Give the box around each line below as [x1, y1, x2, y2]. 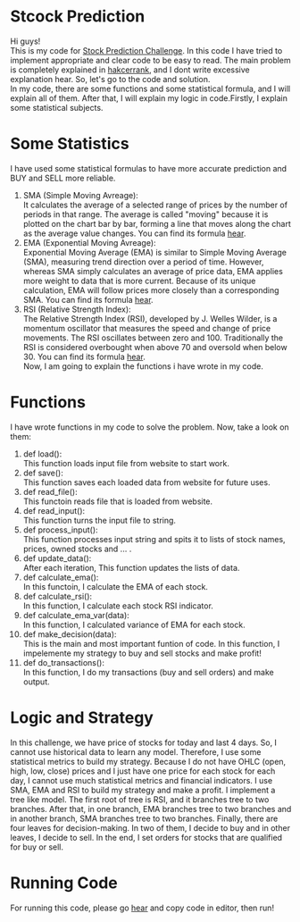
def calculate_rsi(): [22, 591, 93, 601]
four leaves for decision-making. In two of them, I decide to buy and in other [10, 822, 291, 833]
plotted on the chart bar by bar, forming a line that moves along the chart [22, 218, 291, 229]
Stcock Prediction [10, 6, 146, 27]
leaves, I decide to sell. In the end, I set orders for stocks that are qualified [10, 832, 283, 842]
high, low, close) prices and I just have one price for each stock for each [10, 766, 276, 776]
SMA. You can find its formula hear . [22, 294, 154, 305]
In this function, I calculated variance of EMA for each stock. [22, 619, 246, 630]
